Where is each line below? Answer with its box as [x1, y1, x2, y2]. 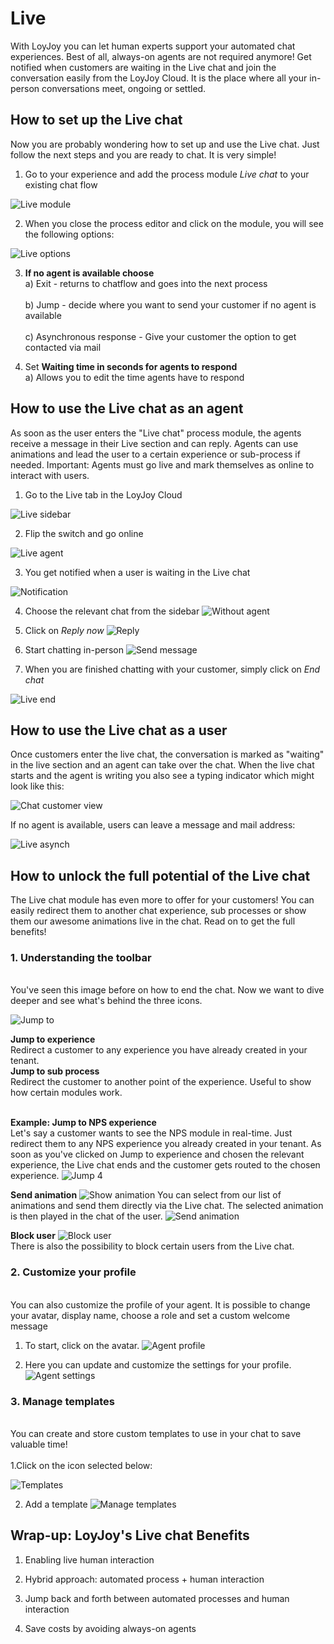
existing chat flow [24, 178, 98, 191]
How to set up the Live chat [10, 112, 183, 129]
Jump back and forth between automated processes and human [24, 1592, 290, 1604]
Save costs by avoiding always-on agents [24, 1622, 197, 1634]
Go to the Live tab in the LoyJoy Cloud [24, 488, 183, 501]
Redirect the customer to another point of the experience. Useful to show [10, 1076, 312, 1088]
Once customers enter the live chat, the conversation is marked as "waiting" [10, 748, 325, 761]
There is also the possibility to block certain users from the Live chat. [10, 1240, 295, 1252]
